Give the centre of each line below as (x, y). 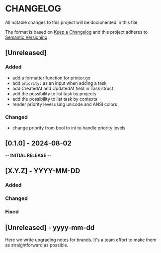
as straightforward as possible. (37, 245)
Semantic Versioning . (27, 37)
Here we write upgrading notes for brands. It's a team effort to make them (81, 240)
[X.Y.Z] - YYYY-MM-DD (43, 171)
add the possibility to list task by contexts (55, 99)
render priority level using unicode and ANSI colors (65, 104)
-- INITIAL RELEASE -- (28, 155)
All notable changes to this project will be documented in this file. (72, 22)
